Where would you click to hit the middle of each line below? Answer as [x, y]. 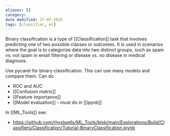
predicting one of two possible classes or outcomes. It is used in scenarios [84, 45]
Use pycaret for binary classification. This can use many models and [78, 71]
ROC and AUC [28, 86]
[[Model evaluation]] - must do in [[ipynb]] [57, 103]
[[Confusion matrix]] [34, 92]
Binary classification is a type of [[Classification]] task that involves [76, 39]
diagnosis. [16, 61]
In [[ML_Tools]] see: [26, 112]
